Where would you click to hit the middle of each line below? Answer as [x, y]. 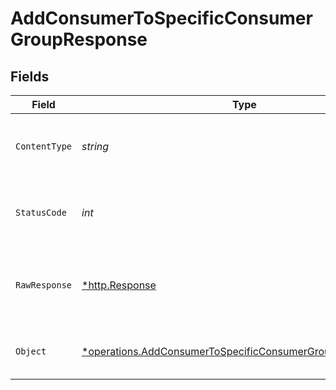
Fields [30, 76]
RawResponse [44, 285]
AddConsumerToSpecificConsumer [161, 18]
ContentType [44, 146]
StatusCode [41, 212]
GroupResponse [79, 39]
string [95, 146]
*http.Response [119, 285]
